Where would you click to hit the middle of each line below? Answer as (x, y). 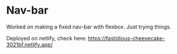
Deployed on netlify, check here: (47, 38)
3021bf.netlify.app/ (29, 45)
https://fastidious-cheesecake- (127, 38)
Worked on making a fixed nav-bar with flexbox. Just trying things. (89, 27)
